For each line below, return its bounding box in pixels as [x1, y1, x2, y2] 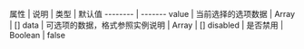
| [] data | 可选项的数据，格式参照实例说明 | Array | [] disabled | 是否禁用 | [9, 20, 284, 30]
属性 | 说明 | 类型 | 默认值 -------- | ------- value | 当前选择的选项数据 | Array [9, 9, 296, 19]
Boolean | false [9, 30, 66, 40]
